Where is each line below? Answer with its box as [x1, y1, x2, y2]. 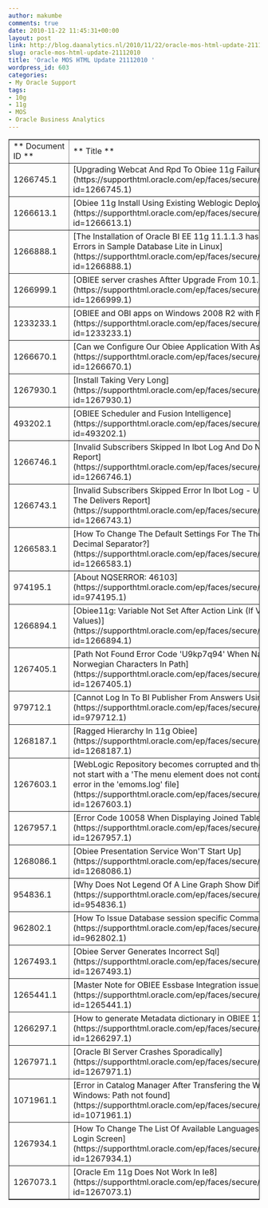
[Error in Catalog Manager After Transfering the [73, 1079, 251, 1091]
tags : [8, 85, 26, 94]
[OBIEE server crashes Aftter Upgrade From [73, 274, 237, 285]
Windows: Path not [73, 1089, 144, 1100]
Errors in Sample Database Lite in [73, 240, 198, 252]
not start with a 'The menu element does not [73, 768, 239, 779]
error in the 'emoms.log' [73, 778, 164, 790]
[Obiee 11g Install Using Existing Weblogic [73, 197, 233, 208]
